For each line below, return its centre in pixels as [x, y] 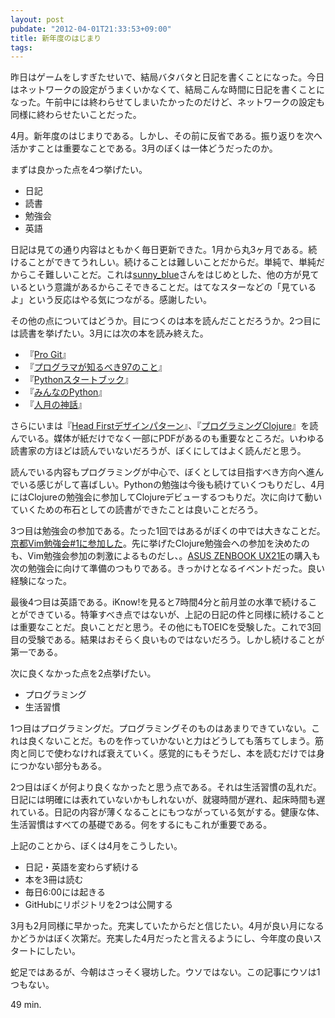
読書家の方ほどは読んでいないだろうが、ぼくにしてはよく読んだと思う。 [158, 451]
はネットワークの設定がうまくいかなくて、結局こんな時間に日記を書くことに [167, 90]
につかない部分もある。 [58, 766]
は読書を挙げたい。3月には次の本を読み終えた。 [109, 333]
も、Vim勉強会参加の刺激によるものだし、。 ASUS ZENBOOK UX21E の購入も [165, 556]
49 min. [26, 1005]
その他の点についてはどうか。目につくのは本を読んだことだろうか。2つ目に [166, 321]
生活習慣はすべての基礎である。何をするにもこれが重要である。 [141, 825]
